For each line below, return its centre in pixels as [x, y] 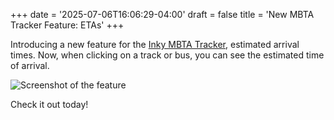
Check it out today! [49, 104]
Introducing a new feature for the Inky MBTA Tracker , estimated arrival [155, 44]
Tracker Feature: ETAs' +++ [67, 25]
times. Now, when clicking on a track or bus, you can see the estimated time [167, 55]
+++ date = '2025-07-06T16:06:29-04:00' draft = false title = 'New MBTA [162, 14]
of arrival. [30, 65]
